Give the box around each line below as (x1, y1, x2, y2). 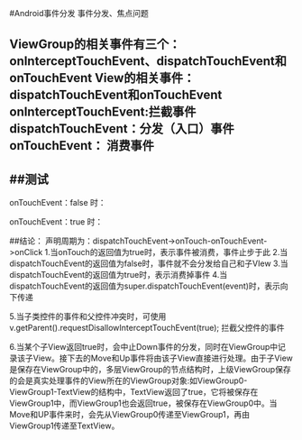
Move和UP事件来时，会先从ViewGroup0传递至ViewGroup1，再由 (9, 409, 251, 420)
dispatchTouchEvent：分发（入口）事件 (9, 121, 234, 137)
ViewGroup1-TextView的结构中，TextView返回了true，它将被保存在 (9, 387, 259, 398)
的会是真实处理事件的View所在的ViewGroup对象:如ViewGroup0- (9, 375, 248, 386)
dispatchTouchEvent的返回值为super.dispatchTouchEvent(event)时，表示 (9, 280, 281, 291)
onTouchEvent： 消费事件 (9, 138, 155, 153)
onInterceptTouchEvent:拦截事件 (9, 105, 197, 120)
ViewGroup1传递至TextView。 (9, 420, 120, 431)
